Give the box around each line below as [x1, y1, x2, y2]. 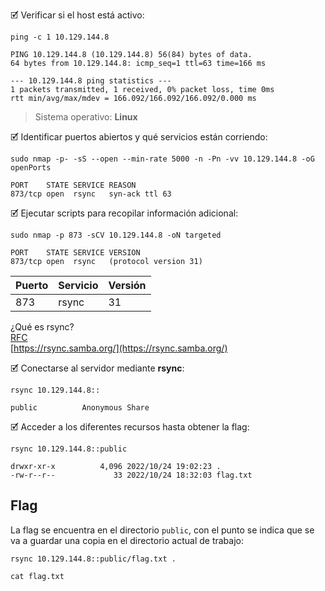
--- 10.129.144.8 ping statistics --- [10, 76, 172, 86]
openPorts [10, 163, 52, 173]
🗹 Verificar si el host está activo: [10, 9, 145, 21]
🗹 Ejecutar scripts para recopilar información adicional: [10, 207, 239, 219]
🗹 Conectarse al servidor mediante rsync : [10, 362, 185, 374]
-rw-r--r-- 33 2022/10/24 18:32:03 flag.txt [10, 470, 253, 480]
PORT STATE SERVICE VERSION [10, 248, 141, 258]
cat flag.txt [10, 571, 65, 581]
